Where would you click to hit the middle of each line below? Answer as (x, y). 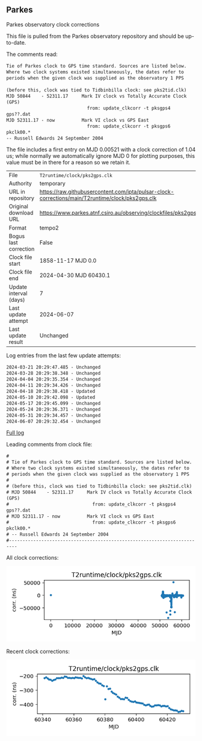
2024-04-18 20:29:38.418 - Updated (51, 391)
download (21, 213)
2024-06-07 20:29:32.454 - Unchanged (54, 421)
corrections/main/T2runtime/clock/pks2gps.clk (98, 198)
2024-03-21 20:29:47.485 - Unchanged (54, 367)
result (16, 342)
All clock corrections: (32, 557)
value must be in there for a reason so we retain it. (69, 162)
